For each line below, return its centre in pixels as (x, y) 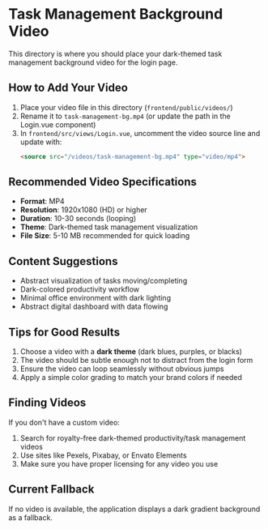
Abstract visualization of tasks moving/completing (104, 281)
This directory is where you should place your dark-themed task (115, 53)
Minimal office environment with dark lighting (96, 298)
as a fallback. (30, 517)
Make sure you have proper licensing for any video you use (119, 463)
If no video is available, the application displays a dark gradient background (134, 509)
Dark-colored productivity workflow (80, 289)
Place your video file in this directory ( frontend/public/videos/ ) (126, 107)
